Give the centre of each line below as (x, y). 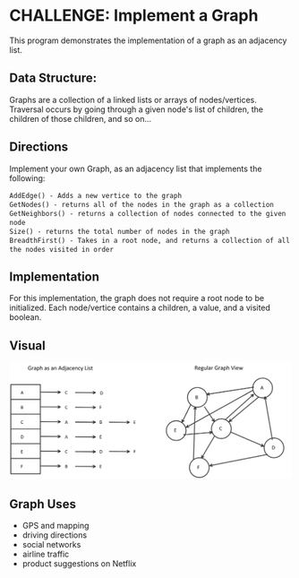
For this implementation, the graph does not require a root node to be (137, 298)
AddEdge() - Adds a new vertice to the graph (95, 195)
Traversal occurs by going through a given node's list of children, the (137, 109)
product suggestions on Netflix (79, 564)
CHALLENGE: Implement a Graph (134, 16)
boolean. (26, 317)
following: (27, 178)
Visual (28, 345)
